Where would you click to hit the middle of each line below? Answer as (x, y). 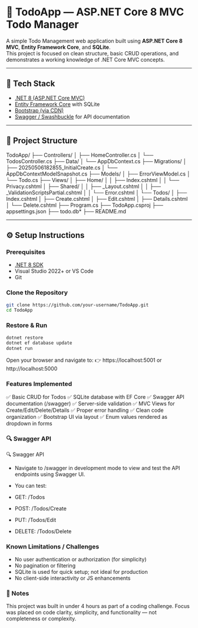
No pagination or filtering (45, 566)
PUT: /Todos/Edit (35, 520)
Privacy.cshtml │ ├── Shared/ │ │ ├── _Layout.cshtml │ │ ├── (83, 186)
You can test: (31, 485)
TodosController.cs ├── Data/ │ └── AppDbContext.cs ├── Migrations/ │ (96, 161)
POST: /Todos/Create (40, 508)
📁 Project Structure (42, 141)
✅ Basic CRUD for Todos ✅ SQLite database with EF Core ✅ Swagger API (95, 396)
